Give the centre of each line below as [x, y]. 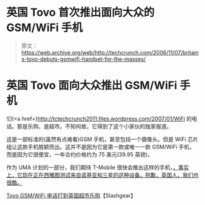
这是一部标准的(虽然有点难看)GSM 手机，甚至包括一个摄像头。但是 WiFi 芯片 [102, 139]
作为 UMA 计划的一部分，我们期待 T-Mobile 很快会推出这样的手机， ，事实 [98, 167]
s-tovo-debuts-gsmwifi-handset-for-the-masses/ [84, 59]
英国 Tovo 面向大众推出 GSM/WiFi [92, 85]
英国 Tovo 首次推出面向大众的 [80, 12]
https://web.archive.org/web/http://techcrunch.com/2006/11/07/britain [110, 52]
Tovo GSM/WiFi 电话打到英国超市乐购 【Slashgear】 [71, 195]
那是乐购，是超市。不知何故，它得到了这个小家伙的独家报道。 [94, 126]
